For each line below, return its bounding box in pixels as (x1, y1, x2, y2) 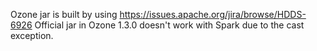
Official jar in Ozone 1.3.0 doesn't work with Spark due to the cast (34, 19, 305, 31)
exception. (10, 30, 54, 41)
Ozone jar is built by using (10, 9, 118, 20)
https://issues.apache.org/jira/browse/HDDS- (119, 9, 307, 20)
